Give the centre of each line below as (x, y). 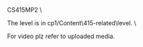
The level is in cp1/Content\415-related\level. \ (72, 23)
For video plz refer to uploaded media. (61, 36)
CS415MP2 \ (25, 10)
